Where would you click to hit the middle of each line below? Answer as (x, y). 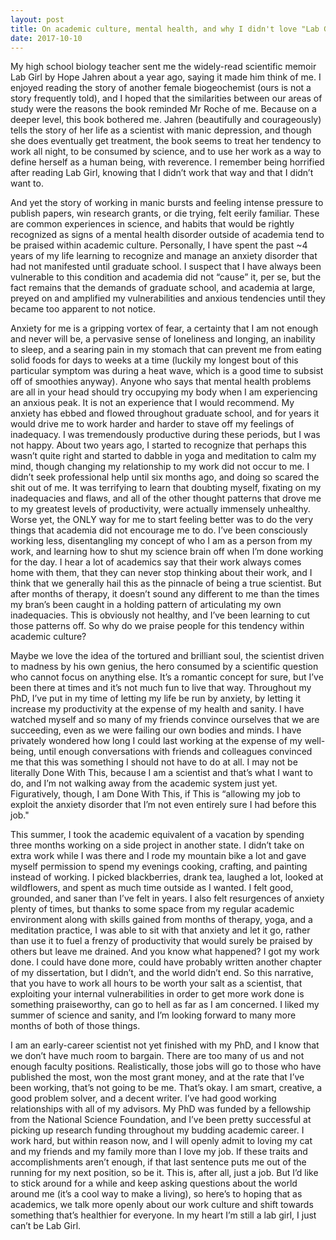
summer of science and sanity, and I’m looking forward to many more (153, 1015)
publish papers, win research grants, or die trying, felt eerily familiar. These (165, 213)
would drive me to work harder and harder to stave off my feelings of (152, 424)
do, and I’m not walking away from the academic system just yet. (144, 783)
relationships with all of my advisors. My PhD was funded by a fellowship (161, 1109)
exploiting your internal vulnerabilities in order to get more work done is (157, 994)
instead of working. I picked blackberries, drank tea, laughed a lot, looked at (167, 877)
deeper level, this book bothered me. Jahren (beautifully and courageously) (166, 120)
